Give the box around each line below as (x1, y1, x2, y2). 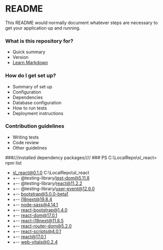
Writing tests (12, 134, 39, 140)
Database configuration (12, 99, 62, 105)
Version (12, 54, 29, 60)
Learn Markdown (12, 60, 48, 66)
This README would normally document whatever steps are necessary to (5, 20, 158, 26)
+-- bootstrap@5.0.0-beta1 (12, 191, 69, 197)
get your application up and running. (5, 25, 80, 31)
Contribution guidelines (5, 122, 64, 130)
